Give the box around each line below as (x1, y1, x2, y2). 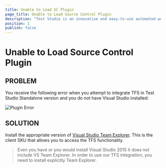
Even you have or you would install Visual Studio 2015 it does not (17, 146, 150, 153)
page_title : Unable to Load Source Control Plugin (5, 12, 112, 17)
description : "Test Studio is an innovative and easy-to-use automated (5, 16, 156, 21)
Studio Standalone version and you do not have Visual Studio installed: (5, 95, 149, 101)
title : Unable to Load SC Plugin (5, 7, 74, 12)
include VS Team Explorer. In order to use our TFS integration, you (17, 152, 152, 158)
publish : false (5, 26, 37, 31)
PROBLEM (5, 77, 37, 85)
